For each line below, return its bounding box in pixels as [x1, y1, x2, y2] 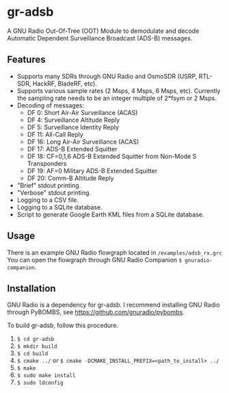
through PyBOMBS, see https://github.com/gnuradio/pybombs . [7, 308, 185, 316]
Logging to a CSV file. [16, 196, 79, 204]
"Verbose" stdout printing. [16, 188, 91, 196]
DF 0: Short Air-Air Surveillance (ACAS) [27, 108, 138, 116]
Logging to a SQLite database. [16, 203, 103, 211]
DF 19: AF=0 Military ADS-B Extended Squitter [27, 166, 158, 175]
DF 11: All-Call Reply [27, 130, 83, 138]
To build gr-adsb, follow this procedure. [7, 321, 118, 329]
